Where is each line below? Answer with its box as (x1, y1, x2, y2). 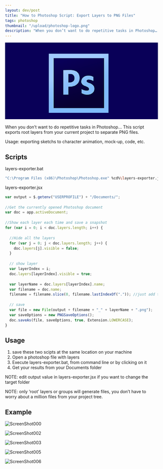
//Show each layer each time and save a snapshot (5, 220, 108, 225)
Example (5, 408, 32, 416)
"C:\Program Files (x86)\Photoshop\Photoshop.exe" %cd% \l (5, 176, 125, 180)
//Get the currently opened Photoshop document (5, 205, 103, 210)
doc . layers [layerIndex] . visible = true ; (9, 271, 92, 276)
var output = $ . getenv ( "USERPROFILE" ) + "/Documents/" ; (5, 195, 120, 199)
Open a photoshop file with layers (12, 354, 80, 360)
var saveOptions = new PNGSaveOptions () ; (9, 312, 95, 317)
